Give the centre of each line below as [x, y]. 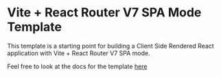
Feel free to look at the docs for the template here [77, 66]
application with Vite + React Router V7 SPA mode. [79, 53]
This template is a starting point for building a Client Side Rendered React [110, 46]
